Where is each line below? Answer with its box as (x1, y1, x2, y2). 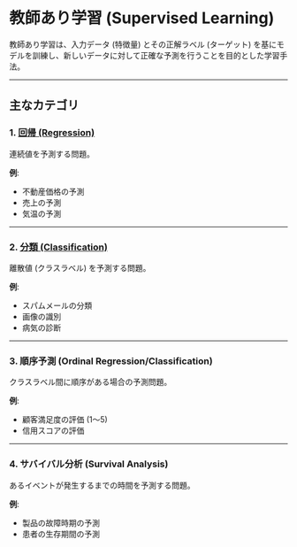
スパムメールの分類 (21, 300, 93, 311)
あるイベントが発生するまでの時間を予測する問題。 (9, 480, 195, 490)
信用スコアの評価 (21, 426, 85, 436)
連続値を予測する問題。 (9, 148, 95, 159)
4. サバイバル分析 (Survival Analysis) (9, 458, 169, 470)
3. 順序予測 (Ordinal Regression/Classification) (9, 355, 214, 367)
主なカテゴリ (9, 98, 80, 113)
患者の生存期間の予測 (21, 528, 100, 539)
